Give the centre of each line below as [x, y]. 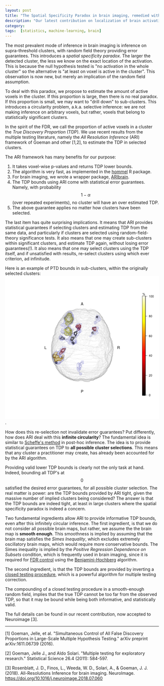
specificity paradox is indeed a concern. [46, 509]
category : [15, 26]
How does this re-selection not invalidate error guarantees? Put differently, [80, 432]
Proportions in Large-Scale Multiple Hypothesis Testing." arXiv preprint [76, 639]
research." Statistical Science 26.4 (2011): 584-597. [57, 659]
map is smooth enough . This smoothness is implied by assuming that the [79, 534]
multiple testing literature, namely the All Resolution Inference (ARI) [72, 137]
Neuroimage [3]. [21, 620]
